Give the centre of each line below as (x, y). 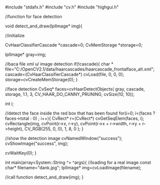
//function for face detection (34, 16)
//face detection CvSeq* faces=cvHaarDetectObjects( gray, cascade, (75, 89)
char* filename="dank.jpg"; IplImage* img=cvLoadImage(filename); (73, 168)
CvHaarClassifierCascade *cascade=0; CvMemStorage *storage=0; (74, 45)
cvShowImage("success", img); (37, 143)
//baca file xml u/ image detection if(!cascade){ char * (59, 64)
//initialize (15, 35)
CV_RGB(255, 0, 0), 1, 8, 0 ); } (54, 129)
